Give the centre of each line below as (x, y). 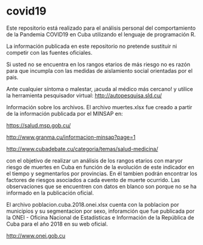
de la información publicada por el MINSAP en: (65, 113)
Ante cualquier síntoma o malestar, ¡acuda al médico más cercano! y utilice (100, 89)
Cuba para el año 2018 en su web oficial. (57, 224)
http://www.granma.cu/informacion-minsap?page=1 (71, 137)
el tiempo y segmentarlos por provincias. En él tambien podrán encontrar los (102, 173)
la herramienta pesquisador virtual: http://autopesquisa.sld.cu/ (84, 95)
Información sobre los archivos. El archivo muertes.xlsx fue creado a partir (99, 107)
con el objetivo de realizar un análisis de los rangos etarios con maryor (95, 160)
